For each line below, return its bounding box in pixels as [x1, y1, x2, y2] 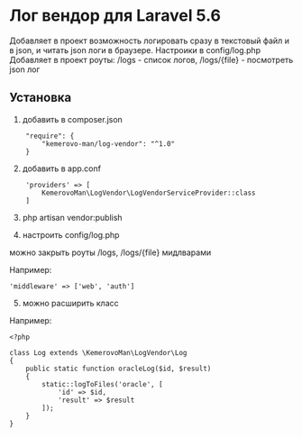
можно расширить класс [22, 297, 119, 308]
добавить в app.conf [22, 163, 102, 174]
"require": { [25, 132, 75, 141]
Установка [9, 90, 72, 105]
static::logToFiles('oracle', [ [41, 379, 164, 388]
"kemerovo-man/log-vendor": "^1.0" [41, 139, 176, 149]
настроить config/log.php [22, 229, 120, 240]
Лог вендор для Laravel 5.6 [9, 5, 221, 26]
